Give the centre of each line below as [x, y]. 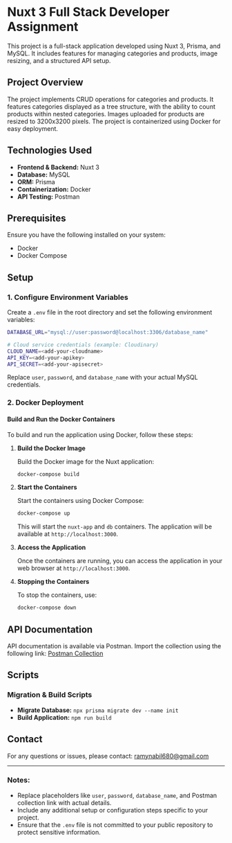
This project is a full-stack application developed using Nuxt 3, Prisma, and [114, 46]
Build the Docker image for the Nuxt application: [85, 461]
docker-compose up [43, 513]
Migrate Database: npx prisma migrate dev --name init [98, 710]
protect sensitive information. [59, 832]
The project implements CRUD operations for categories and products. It [110, 99]
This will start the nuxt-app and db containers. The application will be [115, 526]
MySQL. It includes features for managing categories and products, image [113, 53]
